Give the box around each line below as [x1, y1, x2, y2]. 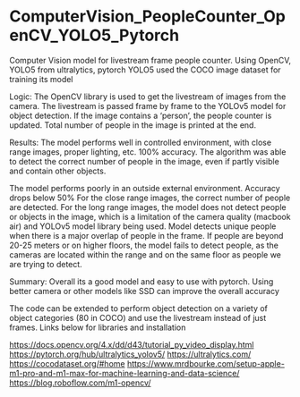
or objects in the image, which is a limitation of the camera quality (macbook [9, 211, 291, 222]
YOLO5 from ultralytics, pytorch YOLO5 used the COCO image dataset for [9, 64, 281, 75]
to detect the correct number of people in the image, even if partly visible [9, 156, 279, 166]
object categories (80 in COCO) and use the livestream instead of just [9, 312, 267, 323]
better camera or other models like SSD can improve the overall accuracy [9, 285, 280, 296]
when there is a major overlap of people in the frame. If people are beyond [9, 230, 284, 241]
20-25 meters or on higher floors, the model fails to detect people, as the [9, 240, 279, 250]
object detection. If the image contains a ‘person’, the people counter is [9, 110, 272, 121]
